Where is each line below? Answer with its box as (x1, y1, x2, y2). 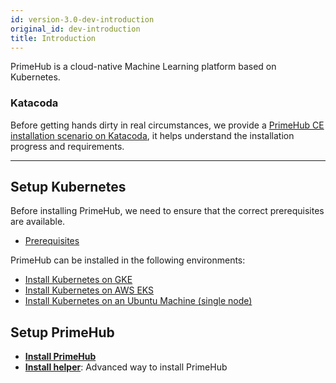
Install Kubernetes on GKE (24, 274, 133, 286)
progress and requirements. (10, 140, 125, 152)
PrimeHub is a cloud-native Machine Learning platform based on (10, 61, 277, 73)
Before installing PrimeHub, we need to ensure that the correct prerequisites (10, 205, 325, 217)
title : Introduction (10, 33, 97, 43)
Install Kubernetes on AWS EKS (24, 284, 155, 296)
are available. (10, 216, 66, 228)
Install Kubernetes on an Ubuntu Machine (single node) (24, 295, 253, 307)
